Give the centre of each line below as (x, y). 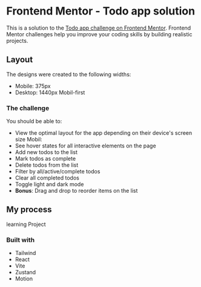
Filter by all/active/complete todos (58, 172)
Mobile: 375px (33, 86)
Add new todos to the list (46, 152)
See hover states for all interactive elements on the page (85, 146)
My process (29, 210)
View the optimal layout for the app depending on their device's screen (104, 133)
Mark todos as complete (45, 159)
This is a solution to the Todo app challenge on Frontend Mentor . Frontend (99, 28)
